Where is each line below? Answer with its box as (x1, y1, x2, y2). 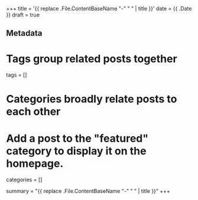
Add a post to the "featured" (6, 132, 149, 145)
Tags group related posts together (6, 52, 177, 65)
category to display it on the (6, 144, 147, 158)
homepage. (6, 156, 64, 170)
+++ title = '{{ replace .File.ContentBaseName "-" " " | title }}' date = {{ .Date (6, 5, 192, 12)
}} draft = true (6, 11, 40, 18)
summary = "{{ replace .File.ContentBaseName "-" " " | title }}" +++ (6, 188, 170, 195)
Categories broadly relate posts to (6, 92, 177, 106)
